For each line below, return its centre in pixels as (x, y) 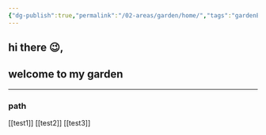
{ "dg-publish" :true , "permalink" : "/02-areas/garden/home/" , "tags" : (120, 15)
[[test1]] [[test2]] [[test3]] (49, 123)
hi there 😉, (36, 48)
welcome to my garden (66, 75)
